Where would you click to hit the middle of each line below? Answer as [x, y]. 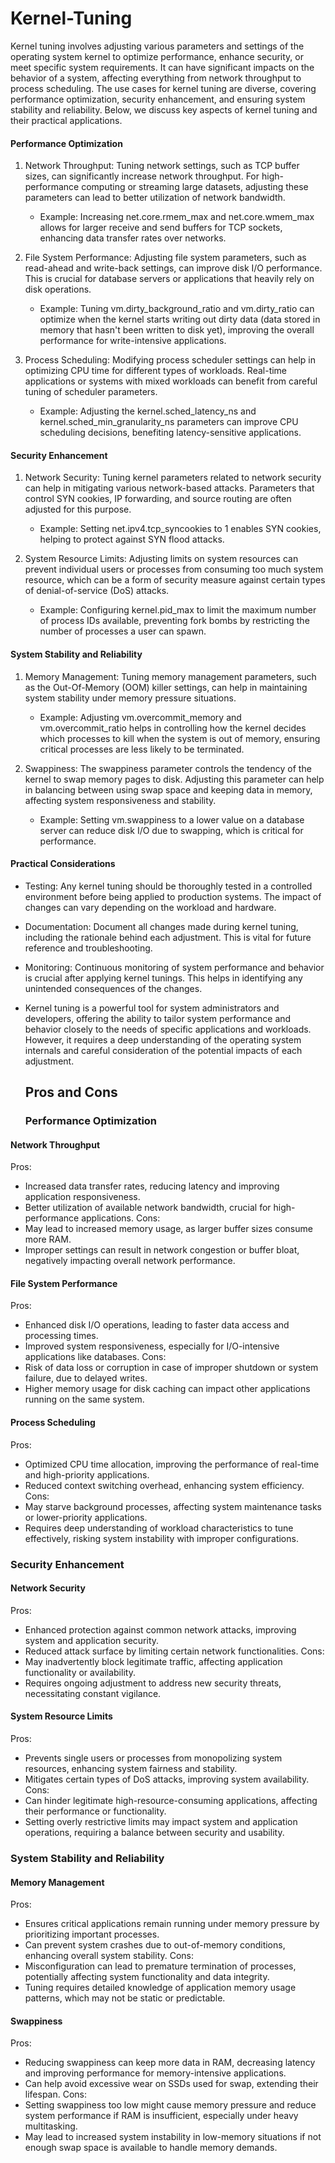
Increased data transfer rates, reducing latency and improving [152, 1186]
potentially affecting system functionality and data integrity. [147, 1977]
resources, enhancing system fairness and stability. [131, 1768]
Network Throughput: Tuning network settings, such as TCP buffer [162, 166]
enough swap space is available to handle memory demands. [151, 2148]
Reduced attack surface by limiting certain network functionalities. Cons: [174, 1651]
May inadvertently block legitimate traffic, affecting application [153, 1661]
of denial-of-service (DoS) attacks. [97, 591]
